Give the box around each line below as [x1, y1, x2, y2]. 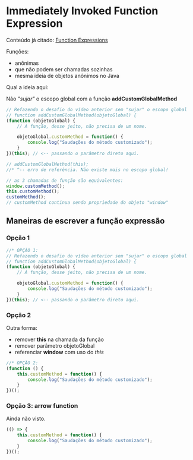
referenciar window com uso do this [14, 348, 104, 355]
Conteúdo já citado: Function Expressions [6, 36, 108, 43]
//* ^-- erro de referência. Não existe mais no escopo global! [6, 166, 169, 173]
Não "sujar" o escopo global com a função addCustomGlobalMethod [6, 95, 178, 102]
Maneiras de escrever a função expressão [6, 216, 165, 226]
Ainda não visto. [6, 415, 46, 423]
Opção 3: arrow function [6, 402, 78, 410]
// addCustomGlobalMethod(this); [6, 161, 89, 167]
